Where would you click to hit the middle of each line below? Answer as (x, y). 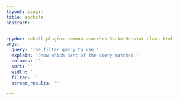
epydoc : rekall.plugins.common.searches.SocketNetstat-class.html (90, 39)
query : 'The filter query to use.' (55, 50)
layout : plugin (25, 12)
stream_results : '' (36, 83)
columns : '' (26, 61)
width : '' (23, 72)
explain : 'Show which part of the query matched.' (75, 55)
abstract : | (21, 23)
